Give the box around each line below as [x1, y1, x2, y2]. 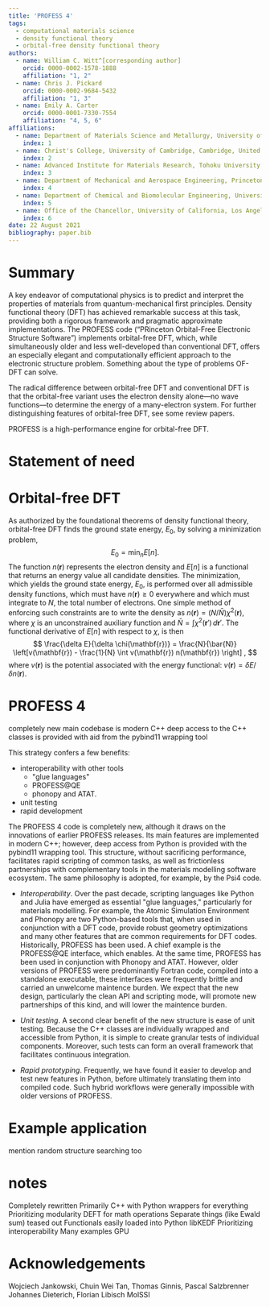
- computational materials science [15, 27, 135, 35]
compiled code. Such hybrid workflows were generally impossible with [19, 1082, 255, 1092]
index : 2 [22, 154, 52, 162]
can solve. [23, 367, 59, 377]
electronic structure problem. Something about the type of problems [8, 358, 235, 368]
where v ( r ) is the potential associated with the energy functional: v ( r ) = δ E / [8, 660, 257, 669]
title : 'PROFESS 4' [8, 11, 74, 20]
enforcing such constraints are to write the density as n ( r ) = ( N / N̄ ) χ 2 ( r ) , [8, 606, 245, 618]
